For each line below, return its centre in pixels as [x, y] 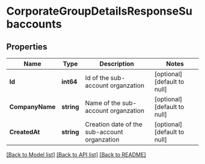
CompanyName [33, 107]
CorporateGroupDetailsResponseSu [99, 11]
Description [117, 64]
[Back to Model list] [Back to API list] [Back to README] [76, 155]
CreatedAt [25, 132]
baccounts [34, 24]
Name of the [103, 103]
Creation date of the [114, 124]
